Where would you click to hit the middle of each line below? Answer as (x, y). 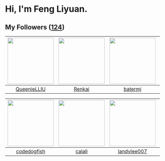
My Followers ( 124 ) (35, 27)
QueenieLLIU (30, 89)
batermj (132, 89)
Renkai (82, 89)
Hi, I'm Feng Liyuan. (46, 9)
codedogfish (31, 151)
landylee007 (132, 151)
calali (82, 151)
